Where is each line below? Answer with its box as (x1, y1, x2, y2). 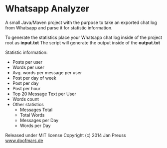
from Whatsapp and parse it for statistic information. (5, 24, 113, 30)
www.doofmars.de (5, 138, 43, 144)
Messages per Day (19, 117, 59, 123)
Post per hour (12, 85, 41, 91)
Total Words (19, 112, 45, 118)
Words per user (12, 64, 45, 70)
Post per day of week (12, 75, 56, 81)
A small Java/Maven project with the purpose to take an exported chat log (5, 19, 157, 25)
